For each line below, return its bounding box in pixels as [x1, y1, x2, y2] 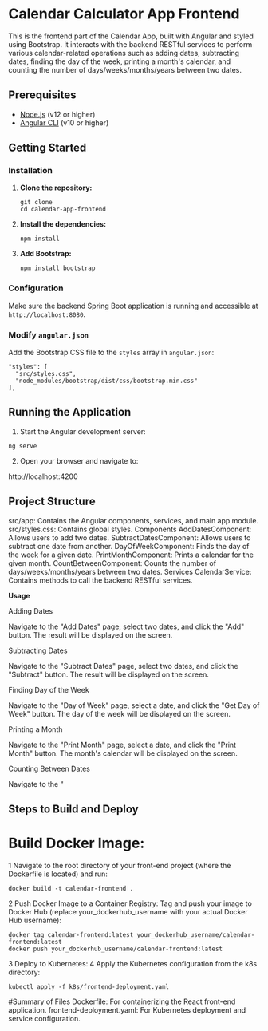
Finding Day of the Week [8, 685, 89, 694]
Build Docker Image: [8, 835, 145, 852]
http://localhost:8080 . [8, 309, 86, 319]
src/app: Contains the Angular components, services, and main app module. [8, 515, 259, 525]
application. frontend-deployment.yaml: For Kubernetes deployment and [8, 1005, 246, 1014]
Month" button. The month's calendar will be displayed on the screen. [8, 748, 238, 758]
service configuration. [8, 1013, 81, 1023]
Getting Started [8, 141, 87, 155]
